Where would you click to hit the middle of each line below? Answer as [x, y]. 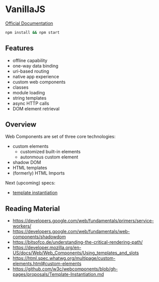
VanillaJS [25, 9]
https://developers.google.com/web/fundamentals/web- [71, 232]
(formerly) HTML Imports [39, 173]
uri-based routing [31, 71]
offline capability [30, 60]
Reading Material [33, 209]
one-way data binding [35, 66]
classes [20, 87]
